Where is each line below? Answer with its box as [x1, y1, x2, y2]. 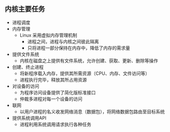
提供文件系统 [12, 51, 39, 57]
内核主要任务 [5, 5, 45, 14]
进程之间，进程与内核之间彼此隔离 [27, 38, 99, 44]
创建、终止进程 [12, 64, 44, 70]
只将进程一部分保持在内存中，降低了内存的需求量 [27, 45, 130, 51]
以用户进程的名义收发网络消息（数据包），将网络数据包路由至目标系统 [19, 109, 165, 115]
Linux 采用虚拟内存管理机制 [19, 32, 77, 38]
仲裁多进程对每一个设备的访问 [19, 96, 82, 102]
